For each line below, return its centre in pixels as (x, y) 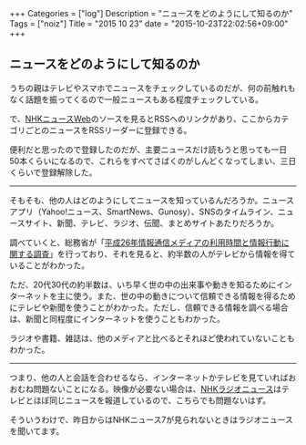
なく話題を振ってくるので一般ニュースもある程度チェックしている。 (137, 99)
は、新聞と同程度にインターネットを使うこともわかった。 (117, 318)
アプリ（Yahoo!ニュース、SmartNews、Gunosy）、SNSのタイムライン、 (144, 212)
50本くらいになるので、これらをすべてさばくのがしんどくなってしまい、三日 (153, 160)
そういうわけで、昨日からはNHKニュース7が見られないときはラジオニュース (152, 419)
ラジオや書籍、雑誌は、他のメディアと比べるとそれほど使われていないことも (152, 338)
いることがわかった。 (49, 265)
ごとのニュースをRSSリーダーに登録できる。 (108, 129)
